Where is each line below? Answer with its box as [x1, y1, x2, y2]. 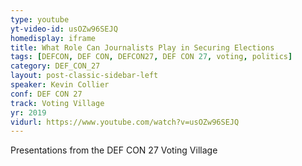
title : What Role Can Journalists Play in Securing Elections [10, 42, 275, 53]
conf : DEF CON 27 [10, 89, 83, 99]
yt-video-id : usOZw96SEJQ [10, 24, 118, 34]
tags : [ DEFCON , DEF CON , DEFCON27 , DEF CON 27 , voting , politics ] [10, 52, 293, 62]
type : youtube [10, 14, 70, 25]
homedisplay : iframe [10, 33, 97, 43]
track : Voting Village [10, 98, 105, 108]
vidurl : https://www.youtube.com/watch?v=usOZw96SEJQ [10, 117, 240, 127]
